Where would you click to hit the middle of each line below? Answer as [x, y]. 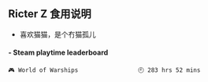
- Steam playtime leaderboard [58, 52]
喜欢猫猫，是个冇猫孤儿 [58, 34]
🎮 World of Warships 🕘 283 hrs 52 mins [104, 70]
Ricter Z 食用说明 [50, 14]
